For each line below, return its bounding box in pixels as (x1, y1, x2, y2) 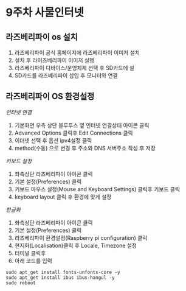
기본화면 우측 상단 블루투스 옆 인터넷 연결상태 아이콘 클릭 (14, 121, 150, 128)
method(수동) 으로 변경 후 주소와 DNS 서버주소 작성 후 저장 (14, 144, 156, 152)
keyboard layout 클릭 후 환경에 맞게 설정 (14, 193, 112, 200)
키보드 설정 (5, 157, 32, 164)
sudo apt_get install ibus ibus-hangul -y (5, 275, 115, 281)
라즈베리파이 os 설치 (5, 32, 78, 42)
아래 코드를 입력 (14, 257, 52, 264)
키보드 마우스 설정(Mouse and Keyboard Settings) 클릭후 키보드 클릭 (14, 185, 181, 192)
